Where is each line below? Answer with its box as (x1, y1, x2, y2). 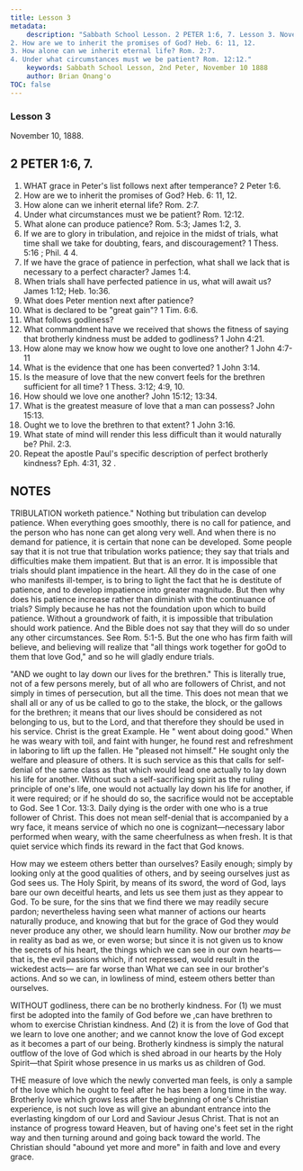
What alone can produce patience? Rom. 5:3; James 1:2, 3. (22, 218, 242, 230)
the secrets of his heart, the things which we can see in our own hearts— (10, 944, 281, 955)
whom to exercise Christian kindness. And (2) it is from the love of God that (10, 1019, 290, 1030)
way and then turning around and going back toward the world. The (10, 1131, 261, 1143)
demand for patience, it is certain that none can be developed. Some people (10, 536, 292, 547)
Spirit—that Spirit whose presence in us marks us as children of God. (10, 1057, 266, 1067)
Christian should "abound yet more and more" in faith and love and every (10, 1141, 281, 1152)
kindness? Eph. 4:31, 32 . (22, 457, 116, 468)
